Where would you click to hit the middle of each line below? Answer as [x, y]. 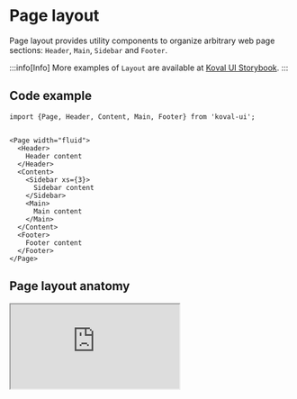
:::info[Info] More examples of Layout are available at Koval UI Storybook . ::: [149, 68]
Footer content [54, 243]
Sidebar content [63, 187]
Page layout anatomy [70, 286]
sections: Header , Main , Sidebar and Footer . [89, 50]
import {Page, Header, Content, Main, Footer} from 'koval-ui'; [132, 117]
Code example [51, 96]
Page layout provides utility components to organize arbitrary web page [142, 41]
